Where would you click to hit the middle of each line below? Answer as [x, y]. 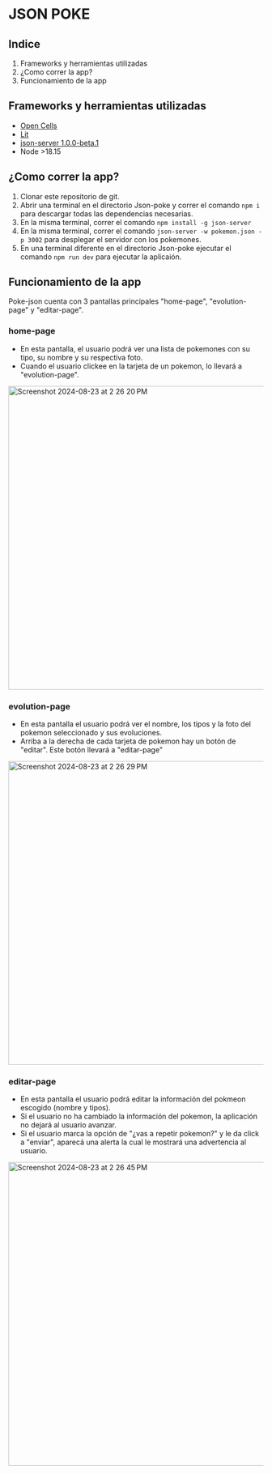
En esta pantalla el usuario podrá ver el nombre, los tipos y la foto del [135, 724]
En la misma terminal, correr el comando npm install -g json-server [136, 222]
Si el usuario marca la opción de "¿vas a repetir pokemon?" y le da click [140, 1134]
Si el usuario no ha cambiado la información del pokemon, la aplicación [138, 1116]
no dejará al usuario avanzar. [68, 1125]
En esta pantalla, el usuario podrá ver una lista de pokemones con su [135, 348]
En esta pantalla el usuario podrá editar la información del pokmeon [133, 1099]
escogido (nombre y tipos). [65, 1108]
